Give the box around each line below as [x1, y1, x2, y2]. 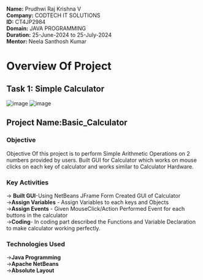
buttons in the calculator [6, 211, 68, 219]
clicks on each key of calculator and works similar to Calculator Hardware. [6, 162, 194, 170]
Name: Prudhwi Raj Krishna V [6, 6, 82, 12]
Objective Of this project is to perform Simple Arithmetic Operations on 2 [6, 149, 190, 157]
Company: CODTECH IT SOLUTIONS [6, 12, 101, 19]
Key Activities [6, 178, 49, 186]
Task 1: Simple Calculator [6, 83, 105, 94]
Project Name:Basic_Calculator [6, 118, 128, 128]
